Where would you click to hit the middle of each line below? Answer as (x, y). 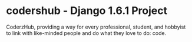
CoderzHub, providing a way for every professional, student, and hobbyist (96, 27)
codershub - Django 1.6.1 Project (87, 11)
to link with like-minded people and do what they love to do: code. (86, 33)
